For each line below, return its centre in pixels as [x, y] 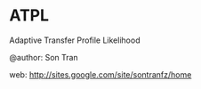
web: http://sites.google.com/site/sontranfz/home [100, 74]
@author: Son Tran [44, 57]
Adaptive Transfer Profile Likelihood [75, 40]
